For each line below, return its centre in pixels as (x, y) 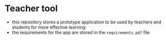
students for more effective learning (48, 27)
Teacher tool (31, 9)
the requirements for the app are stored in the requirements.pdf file (81, 32)
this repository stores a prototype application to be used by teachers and (86, 22)
